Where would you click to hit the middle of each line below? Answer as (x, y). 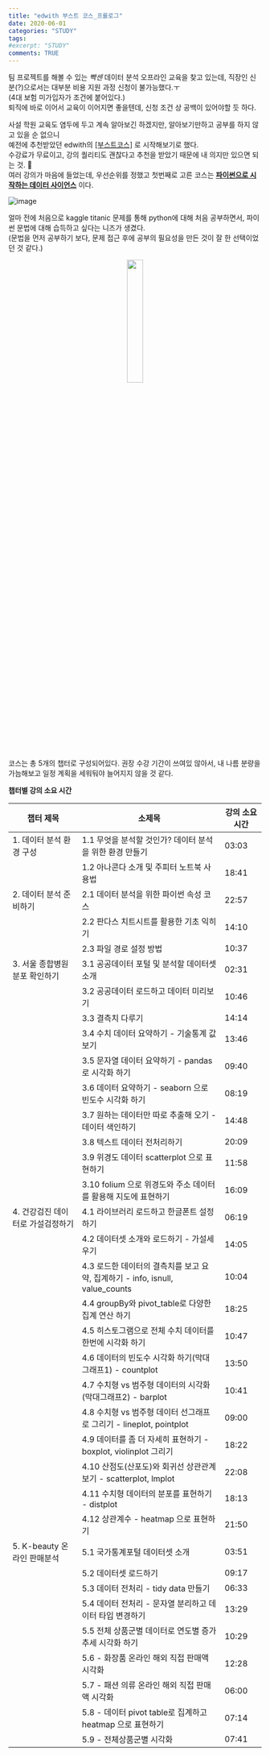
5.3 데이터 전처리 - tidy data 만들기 (146, 1588)
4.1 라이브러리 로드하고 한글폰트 (139, 1212)
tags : (17, 38)
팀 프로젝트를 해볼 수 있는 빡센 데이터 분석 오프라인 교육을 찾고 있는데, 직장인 (128, 77)
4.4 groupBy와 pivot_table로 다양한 (146, 1304)
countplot (140, 1370)
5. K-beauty (36, 1546)
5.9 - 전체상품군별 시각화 (127, 1739)
